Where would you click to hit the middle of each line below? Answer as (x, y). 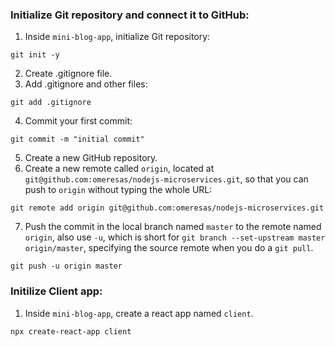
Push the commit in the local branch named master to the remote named (173, 227)
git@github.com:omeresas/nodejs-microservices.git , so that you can (166, 179)
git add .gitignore (51, 103)
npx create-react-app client (71, 331)
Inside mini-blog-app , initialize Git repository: (117, 37)
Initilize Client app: (56, 291)
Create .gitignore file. (68, 74)
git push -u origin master (66, 266)
